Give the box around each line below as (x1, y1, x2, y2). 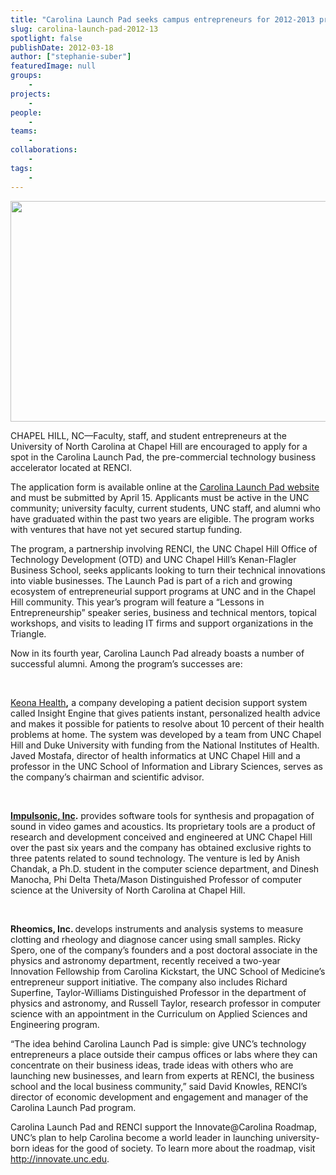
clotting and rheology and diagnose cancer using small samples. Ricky (10, 933, 302, 945)
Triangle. (10, 627, 47, 640)
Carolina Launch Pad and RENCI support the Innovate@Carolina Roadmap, (10, 1121, 318, 1133)
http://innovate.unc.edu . (10, 1152, 110, 1165)
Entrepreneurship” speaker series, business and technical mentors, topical (10, 606, 317, 618)
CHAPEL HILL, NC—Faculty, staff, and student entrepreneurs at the (10, 429, 287, 441)
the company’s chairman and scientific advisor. (10, 771, 205, 783)
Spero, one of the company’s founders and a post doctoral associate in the (10, 944, 318, 956)
